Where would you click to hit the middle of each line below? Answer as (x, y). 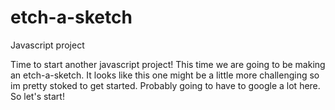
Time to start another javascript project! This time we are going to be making (168, 64)
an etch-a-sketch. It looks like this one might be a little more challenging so (165, 75)
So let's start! (37, 96)
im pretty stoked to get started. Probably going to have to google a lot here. (165, 85)
